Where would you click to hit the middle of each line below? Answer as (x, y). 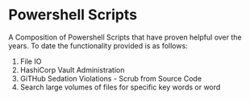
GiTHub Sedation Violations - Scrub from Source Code (111, 78)
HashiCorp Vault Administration (72, 69)
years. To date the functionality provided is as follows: (98, 45)
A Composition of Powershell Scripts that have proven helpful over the (125, 37)
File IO (31, 61)
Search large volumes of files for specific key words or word (120, 87)
